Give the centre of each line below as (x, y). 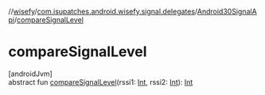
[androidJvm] (31, 74)
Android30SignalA (227, 11)
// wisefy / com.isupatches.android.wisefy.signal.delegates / (103, 11)
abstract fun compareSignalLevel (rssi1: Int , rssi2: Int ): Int (101, 82)
